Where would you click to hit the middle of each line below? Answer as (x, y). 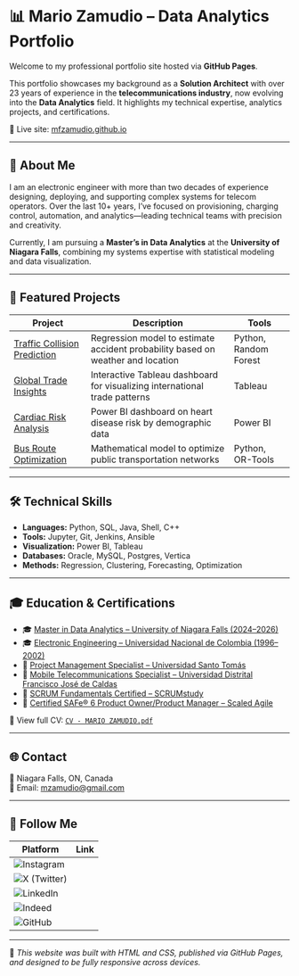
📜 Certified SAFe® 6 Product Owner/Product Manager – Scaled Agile (147, 703)
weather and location (135, 360)
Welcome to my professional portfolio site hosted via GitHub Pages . (133, 66)
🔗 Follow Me (44, 824)
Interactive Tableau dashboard (154, 375)
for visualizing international (147, 385)
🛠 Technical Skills (61, 501)
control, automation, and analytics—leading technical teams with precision (145, 215)
